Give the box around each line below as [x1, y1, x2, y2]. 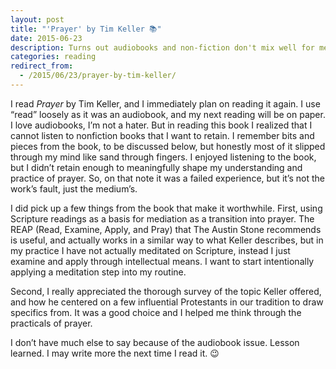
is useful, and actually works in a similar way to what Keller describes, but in [10, 234, 324, 246]
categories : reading [10, 52, 97, 62]
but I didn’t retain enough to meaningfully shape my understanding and [10, 161, 303, 173]
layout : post [10, 14, 65, 25]
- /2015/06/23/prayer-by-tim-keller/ [19, 71, 177, 81]
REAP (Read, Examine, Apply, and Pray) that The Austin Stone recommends [10, 223, 322, 235]
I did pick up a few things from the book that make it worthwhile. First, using [10, 202, 323, 214]
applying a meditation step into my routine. [10, 266, 187, 278]
